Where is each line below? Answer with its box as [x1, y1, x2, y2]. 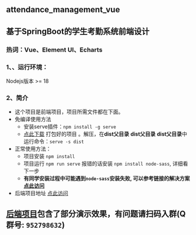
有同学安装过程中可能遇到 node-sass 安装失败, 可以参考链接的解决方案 [23, 175, 190, 182]
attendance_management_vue [6, 5, 120, 15]
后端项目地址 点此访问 [14, 189, 68, 197]
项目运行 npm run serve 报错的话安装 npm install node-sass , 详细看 [23, 160, 188, 168]
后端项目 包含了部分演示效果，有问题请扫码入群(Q [6, 208, 186, 218]
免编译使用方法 [14, 115, 51, 123]
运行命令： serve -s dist [23, 138, 84, 145]
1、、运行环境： [6, 63, 48, 71]
